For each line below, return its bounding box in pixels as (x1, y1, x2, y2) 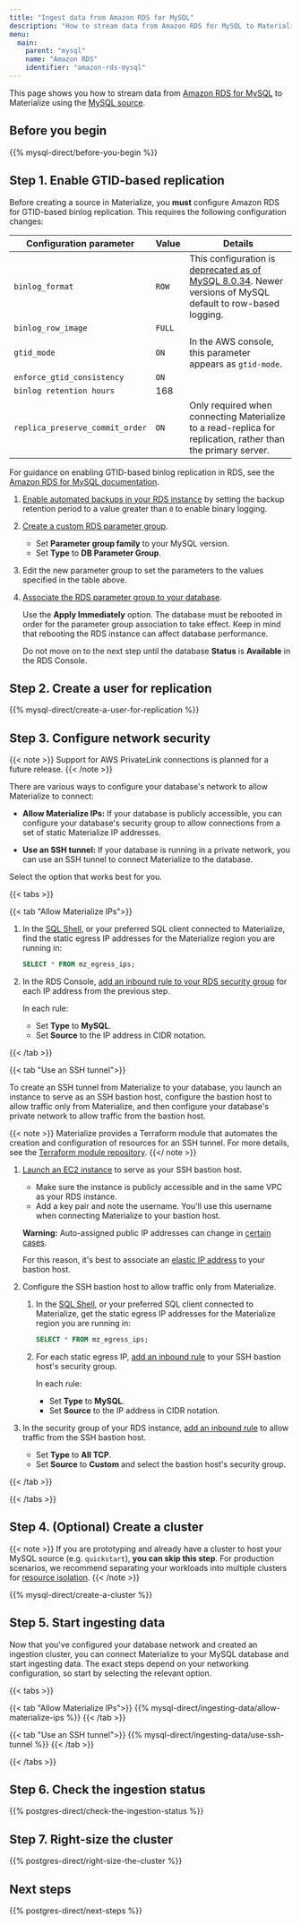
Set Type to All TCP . (35, 1449, 112, 1460)
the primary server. (189, 444, 271, 456)
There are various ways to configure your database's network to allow (9, 781, 269, 792)
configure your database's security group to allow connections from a (21, 817, 280, 829)
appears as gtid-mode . (189, 358, 282, 370)
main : (17, 38, 39, 47)
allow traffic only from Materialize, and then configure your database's (9, 1101, 270, 1111)
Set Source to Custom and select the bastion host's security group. (35, 1458, 287, 1470)
